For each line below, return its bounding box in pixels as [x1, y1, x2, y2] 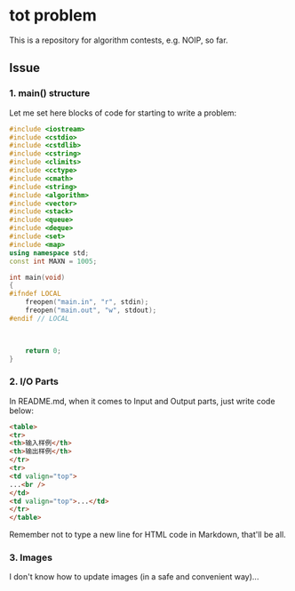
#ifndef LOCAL [9, 290, 62, 299]
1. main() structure [9, 87, 91, 100]
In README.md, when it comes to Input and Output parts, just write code [9, 395, 275, 406]
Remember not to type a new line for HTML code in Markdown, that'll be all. [9, 530, 286, 540]
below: [9, 405, 34, 416]
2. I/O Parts [9, 375, 60, 387]
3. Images [9, 552, 53, 564]
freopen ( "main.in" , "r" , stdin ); [25, 298, 149, 307]
